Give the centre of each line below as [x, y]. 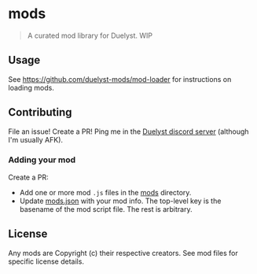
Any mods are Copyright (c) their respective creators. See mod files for [123, 253]
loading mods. [31, 87]
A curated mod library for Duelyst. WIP [90, 35]
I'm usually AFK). [36, 139]
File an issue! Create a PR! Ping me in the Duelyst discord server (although [128, 131]
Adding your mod [42, 160]
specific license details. [46, 261]
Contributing [40, 112]
